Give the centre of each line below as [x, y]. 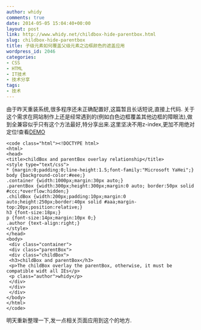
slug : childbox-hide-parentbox [46, 40]
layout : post [23, 29]
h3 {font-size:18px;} [34, 212]
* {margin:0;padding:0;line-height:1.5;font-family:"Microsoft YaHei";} [100, 170]
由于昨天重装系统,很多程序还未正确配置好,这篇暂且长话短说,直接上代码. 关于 [101, 109]
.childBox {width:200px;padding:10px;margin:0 [66, 196]
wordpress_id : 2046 [31, 52]
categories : [21, 57]
